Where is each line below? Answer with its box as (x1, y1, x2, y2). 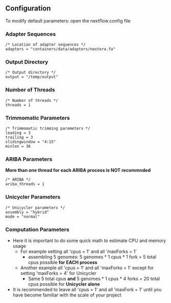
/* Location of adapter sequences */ (5, 42, 86, 48)
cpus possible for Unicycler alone (28, 281, 100, 287)
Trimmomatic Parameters (5, 114, 70, 121)
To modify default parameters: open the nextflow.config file (5, 17, 131, 24)
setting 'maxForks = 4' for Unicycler (20, 270, 97, 276)
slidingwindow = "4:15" (5, 139, 56, 144)
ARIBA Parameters (5, 156, 53, 163)
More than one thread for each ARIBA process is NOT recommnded (5, 167, 151, 174)
